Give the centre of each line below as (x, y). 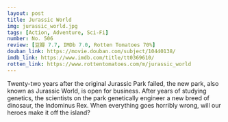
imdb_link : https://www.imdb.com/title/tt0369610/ (81, 58)
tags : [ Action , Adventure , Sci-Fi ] (58, 32)
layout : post (26, 13)
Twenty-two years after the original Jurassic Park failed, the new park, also (113, 83)
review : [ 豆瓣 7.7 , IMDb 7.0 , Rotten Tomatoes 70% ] (81, 45)
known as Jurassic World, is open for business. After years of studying (107, 91)
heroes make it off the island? (49, 112)
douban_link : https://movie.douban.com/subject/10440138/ (91, 52)
